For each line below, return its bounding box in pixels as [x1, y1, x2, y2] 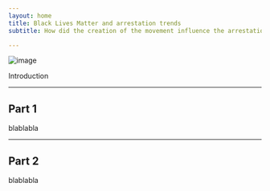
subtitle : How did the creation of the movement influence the [8, 26, 225, 35]
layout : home [8, 11, 52, 20]
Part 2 [8, 154, 39, 168]
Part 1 [8, 102, 38, 116]
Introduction [8, 71, 49, 81]
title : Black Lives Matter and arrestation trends [8, 19, 182, 27]
